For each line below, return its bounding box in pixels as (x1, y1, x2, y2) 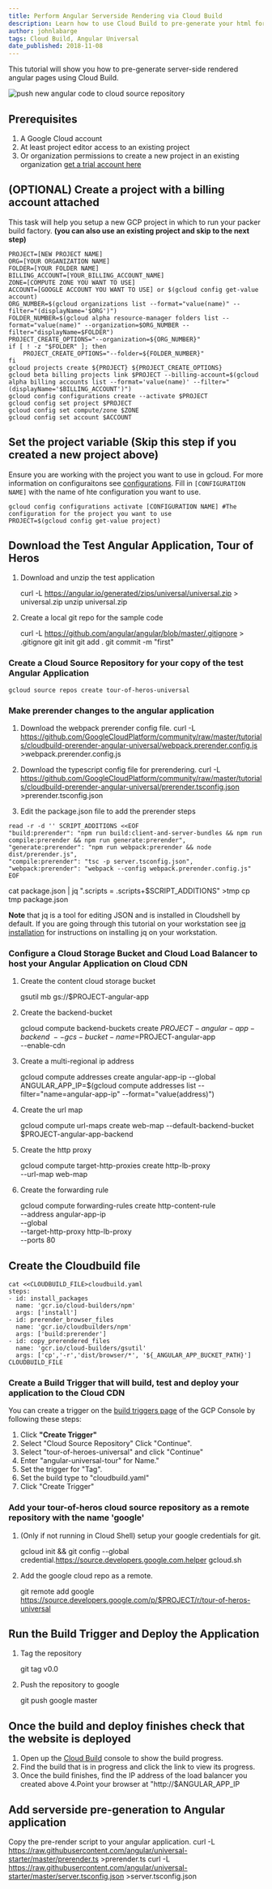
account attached (8, 195, 100, 209)
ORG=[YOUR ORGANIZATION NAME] (8, 257, 111, 265)
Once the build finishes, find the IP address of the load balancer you (19, 1771, 248, 1780)
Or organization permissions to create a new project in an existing (19, 151, 240, 161)
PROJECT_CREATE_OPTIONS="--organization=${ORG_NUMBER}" (8, 335, 201, 343)
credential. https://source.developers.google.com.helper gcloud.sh (19, 1555, 242, 1565)
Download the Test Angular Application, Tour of (8, 539, 254, 552)
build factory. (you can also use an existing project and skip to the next (8, 225, 249, 235)
